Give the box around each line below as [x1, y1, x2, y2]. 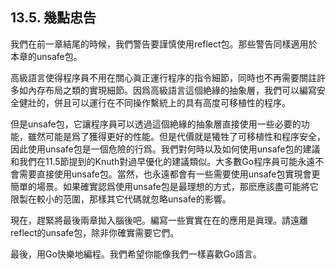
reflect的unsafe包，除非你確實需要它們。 [10, 226, 180, 238]
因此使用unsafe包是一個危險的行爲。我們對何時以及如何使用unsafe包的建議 [10, 143, 321, 155]
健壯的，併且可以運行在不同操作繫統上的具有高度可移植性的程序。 [18, 96, 291, 108]
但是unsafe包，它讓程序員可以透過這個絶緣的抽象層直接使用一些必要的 [10, 118, 302, 130]
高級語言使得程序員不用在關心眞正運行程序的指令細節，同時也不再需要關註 [10, 71, 317, 83]
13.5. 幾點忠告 [10, 9, 97, 27]
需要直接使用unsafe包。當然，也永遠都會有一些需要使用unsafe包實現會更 [18, 168, 321, 180]
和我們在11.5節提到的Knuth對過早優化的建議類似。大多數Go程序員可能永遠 [10, 155, 316, 167]
